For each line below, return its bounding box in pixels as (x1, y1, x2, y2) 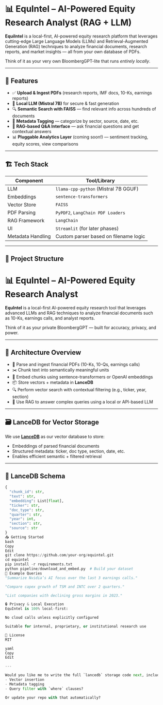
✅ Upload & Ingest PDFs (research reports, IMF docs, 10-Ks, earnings (12, 90, 152, 95)
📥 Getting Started (5, 534, 44, 539)
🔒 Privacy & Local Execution (5, 602, 64, 607)
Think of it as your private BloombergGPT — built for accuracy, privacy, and (5, 324, 157, 330)
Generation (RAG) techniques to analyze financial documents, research (5, 43, 147, 49)
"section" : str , (9, 521, 42, 526)
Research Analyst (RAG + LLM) (5, 17, 132, 28)
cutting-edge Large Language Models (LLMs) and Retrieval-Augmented (5, 38, 148, 44)
